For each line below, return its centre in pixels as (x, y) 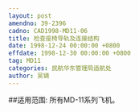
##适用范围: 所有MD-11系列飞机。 (64, 100)
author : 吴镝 (29, 76)
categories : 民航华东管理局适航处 (60, 68)
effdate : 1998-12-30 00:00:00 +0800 (69, 53)
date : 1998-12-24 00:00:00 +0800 (64, 46)
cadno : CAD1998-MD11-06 (48, 31)
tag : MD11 (25, 61)
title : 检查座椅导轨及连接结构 (54, 38)
